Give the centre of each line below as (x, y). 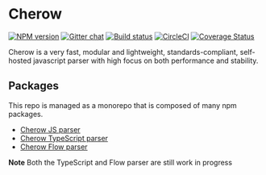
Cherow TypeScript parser (64, 138)
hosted (20, 60)
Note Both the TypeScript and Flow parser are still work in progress (120, 162)
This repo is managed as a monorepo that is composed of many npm (123, 105)
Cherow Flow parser (54, 147)
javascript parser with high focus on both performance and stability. (146, 60)
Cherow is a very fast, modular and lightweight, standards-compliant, (123, 52)
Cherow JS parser (50, 129)
